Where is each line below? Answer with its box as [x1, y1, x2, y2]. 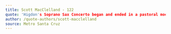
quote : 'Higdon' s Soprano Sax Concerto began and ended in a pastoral [5, 12, 158, 17]
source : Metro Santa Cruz [5, 21, 60, 26]
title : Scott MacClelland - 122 [5, 7, 74, 12]
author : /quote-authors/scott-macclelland [5, 16, 97, 21]
